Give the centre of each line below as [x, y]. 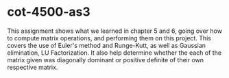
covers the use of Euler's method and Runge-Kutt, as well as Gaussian [107, 45]
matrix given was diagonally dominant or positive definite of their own [106, 60]
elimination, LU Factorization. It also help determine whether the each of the [114, 53]
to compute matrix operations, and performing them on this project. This [109, 38]
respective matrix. [33, 67]
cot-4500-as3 [49, 12]
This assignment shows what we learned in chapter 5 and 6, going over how [115, 31]
